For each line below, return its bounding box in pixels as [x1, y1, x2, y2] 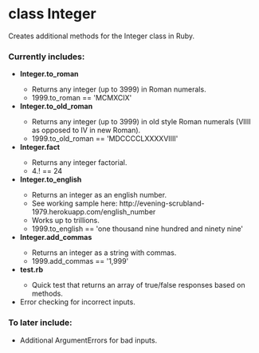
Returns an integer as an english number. [31, 190, 167, 200]
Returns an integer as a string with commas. [31, 248, 177, 257]
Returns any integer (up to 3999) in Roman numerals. [31, 84, 206, 94]
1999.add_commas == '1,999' [31, 257, 129, 266]
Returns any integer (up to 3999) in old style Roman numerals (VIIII [31, 117, 251, 127]
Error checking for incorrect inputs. [19, 297, 135, 307]
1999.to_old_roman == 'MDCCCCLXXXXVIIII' [31, 134, 179, 143]
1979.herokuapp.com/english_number [31, 207, 156, 217]
